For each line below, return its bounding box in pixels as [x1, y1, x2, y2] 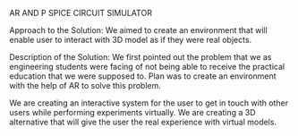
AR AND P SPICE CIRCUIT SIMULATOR [9, 8, 152, 18]
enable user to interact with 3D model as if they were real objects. [9, 35, 252, 45]
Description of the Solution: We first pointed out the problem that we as [9, 52, 272, 62]
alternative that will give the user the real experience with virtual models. [9, 116, 277, 127]
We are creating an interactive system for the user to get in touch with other [9, 98, 289, 108]
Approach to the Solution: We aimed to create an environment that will [9, 25, 268, 35]
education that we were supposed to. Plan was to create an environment [9, 71, 277, 81]
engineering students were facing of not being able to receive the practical [9, 62, 285, 72]
